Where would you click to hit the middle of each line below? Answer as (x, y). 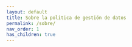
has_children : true (31, 35)
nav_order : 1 (23, 29)
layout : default (27, 12)
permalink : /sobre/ (31, 23)
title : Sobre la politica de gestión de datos (66, 18)
